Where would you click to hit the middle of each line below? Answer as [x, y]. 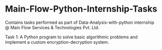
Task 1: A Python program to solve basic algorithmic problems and [71, 37]
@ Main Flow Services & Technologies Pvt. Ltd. [52, 27]
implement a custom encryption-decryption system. [57, 42]
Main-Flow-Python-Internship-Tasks [81, 9]
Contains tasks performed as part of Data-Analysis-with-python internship [80, 22]
